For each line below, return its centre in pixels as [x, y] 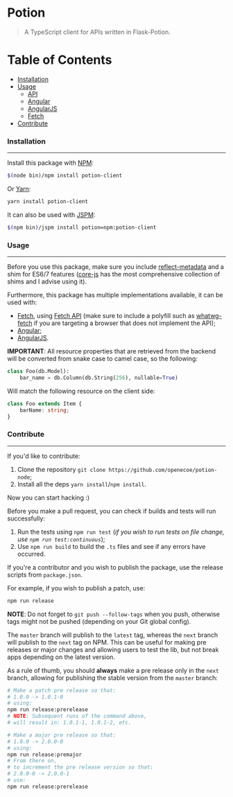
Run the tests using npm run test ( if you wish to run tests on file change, [121, 532]
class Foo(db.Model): [38, 371]
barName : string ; [45, 410]
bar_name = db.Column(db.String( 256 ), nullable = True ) [99, 378]
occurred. [31, 554]
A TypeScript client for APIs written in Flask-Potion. [97, 32]
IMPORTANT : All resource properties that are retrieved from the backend [112, 351]
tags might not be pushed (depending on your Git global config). [99, 621]
